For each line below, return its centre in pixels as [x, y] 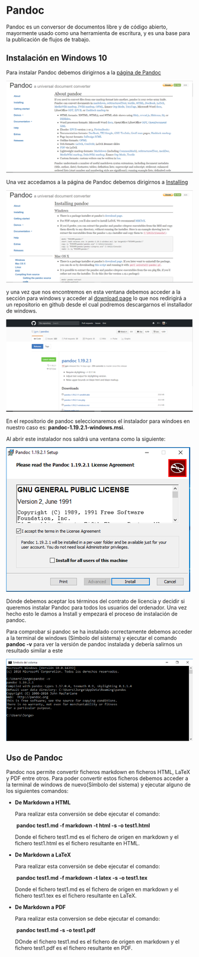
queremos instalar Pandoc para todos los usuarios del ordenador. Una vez [97, 608]
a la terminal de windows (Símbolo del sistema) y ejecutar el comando [92, 638]
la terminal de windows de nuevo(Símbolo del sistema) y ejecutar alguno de [99, 784]
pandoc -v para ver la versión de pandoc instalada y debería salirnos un [94, 645]
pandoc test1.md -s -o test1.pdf [56, 930]
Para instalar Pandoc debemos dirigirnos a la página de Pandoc [84, 72]
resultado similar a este [35, 650]
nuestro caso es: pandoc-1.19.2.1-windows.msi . [65, 428]
